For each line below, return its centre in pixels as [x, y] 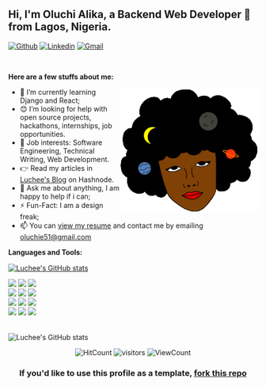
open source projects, [55, 117]
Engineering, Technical [57, 150]
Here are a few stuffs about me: [61, 77]
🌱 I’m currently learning [58, 92]
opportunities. [42, 134]
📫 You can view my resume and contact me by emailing [111, 225]
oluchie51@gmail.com [55, 237]
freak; [29, 216]
